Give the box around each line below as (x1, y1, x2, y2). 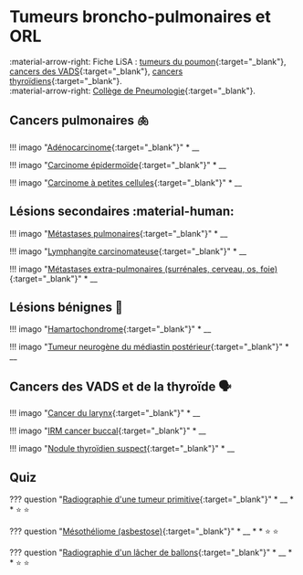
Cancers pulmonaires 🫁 (9, 112, 150, 129)
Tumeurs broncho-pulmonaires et (9, 6, 271, 27)
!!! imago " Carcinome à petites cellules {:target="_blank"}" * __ (9, 176, 243, 188)
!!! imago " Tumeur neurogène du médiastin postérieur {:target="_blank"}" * (9, 341, 289, 353)
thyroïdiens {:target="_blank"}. (9, 75, 122, 86)
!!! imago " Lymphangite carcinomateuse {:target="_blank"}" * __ (9, 245, 247, 257)
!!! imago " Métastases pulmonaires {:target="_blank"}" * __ (9, 228, 228, 239)
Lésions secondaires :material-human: (9, 204, 235, 219)
